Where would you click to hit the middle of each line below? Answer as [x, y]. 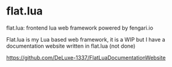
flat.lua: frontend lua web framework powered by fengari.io [80, 28]
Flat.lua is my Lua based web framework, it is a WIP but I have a [86, 39]
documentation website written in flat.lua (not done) [71, 46]
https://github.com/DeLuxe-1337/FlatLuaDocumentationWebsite [86, 57]
